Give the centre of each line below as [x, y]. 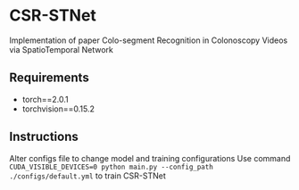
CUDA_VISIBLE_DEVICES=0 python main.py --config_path [112, 167]
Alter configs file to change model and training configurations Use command [150, 158]
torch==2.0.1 [45, 99]
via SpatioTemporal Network [61, 49]
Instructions [44, 137]
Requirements [49, 78]
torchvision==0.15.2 [58, 109]
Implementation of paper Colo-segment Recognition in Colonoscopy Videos [149, 40]
